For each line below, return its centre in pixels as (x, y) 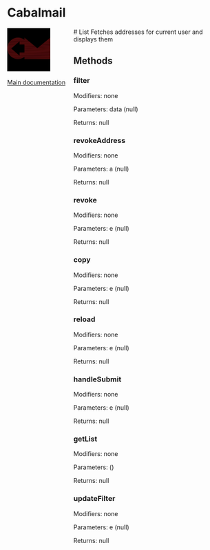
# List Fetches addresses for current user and (138, 32)
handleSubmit (97, 379)
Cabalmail (36, 13)
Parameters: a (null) (101, 169)
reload (84, 319)
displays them (93, 39)
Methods (93, 61)
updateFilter (94, 499)
